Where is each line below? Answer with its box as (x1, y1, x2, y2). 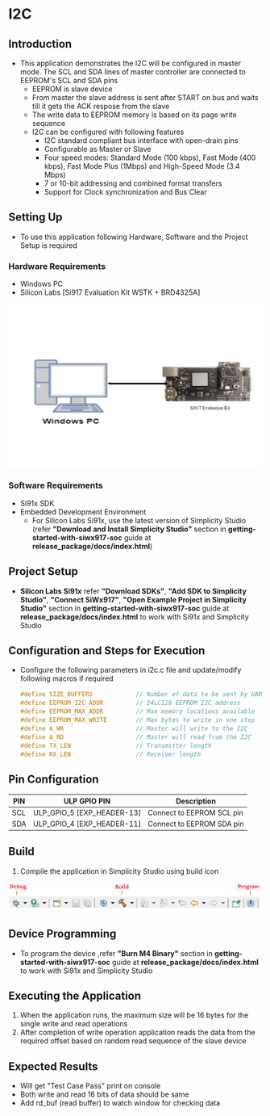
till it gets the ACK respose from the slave (31, 102, 170, 111)
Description (176, 796, 216, 806)
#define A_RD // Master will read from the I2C (19, 732, 251, 741)
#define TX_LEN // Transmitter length (19, 741, 212, 749)
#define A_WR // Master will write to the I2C (19, 724, 248, 732)
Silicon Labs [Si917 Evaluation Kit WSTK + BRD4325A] (19, 287, 201, 297)
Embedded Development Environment (19, 506, 147, 517)
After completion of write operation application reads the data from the (19, 1027, 255, 1038)
